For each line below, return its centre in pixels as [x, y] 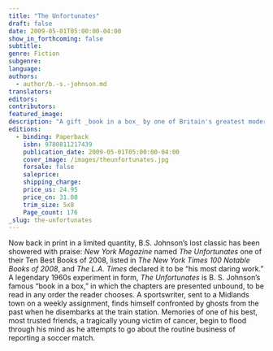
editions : [25, 129]
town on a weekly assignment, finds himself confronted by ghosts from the [134, 303]
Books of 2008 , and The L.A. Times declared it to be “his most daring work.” [136, 269]
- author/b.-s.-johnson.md [61, 84]
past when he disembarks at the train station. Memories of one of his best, [133, 312]
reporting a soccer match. [52, 338]
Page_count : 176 [51, 212]
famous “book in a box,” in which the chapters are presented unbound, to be [136, 286]
